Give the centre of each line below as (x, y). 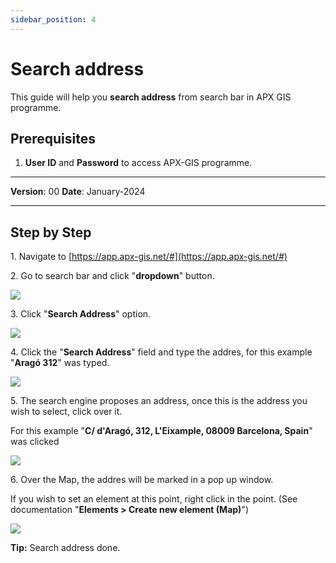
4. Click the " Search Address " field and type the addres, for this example (161, 352)
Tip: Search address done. (65, 548)
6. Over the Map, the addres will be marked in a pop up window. (142, 480)
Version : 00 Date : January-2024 (78, 192)
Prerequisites (53, 138)
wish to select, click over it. (66, 412)
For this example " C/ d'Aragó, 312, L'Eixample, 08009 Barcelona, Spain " (161, 431)
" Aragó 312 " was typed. (60, 363)
